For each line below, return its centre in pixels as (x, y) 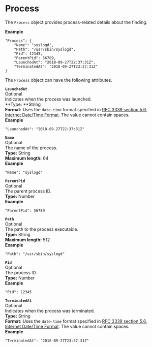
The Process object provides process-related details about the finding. (76, 22)
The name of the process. (31, 148)
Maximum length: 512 (28, 240)
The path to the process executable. (42, 229)
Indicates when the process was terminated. (50, 311)
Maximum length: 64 (27, 158)
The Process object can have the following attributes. (59, 80)
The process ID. (21, 272)
